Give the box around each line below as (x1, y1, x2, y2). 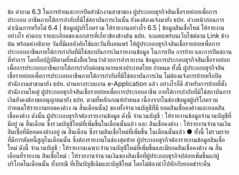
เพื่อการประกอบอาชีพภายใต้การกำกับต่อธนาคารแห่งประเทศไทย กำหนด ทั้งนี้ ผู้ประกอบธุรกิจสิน (7, 63, 225, 72)
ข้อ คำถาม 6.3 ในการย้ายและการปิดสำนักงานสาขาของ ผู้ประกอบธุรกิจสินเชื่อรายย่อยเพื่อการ (7, 8, 218, 16)
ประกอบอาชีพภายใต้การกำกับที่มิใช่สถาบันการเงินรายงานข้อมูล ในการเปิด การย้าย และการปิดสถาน (7, 48, 232, 55)
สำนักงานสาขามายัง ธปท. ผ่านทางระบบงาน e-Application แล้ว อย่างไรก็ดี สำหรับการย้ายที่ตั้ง (7, 80, 227, 87)
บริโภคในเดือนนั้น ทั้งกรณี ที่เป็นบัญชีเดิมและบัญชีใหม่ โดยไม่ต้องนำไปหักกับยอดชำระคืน (7, 159, 211, 168)
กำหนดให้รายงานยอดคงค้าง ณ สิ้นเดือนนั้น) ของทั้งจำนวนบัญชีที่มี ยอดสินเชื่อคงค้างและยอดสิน (7, 104, 225, 112)
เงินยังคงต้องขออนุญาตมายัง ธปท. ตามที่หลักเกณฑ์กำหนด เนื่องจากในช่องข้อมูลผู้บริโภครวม (7, 95, 218, 104)
